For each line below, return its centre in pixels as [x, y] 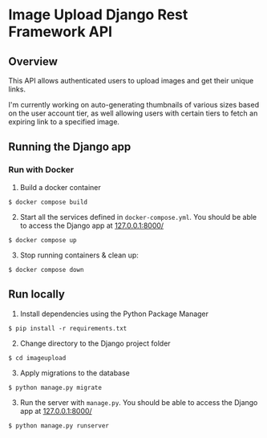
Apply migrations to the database [75, 373]
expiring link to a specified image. [64, 122]
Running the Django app [70, 147]
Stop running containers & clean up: [79, 255]
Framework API [61, 32]
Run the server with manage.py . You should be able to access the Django [139, 402]
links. [17, 89]
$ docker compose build [48, 202]
